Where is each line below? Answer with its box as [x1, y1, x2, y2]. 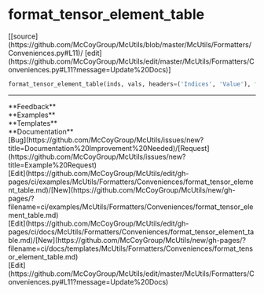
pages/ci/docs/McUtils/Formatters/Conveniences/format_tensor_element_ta [8, 226, 255, 237]
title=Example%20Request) [8, 160, 97, 170]
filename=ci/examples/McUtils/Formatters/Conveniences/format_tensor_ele [8, 202, 254, 211]
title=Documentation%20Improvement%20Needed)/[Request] [8, 143, 210, 153]
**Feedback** [8, 101, 57, 111]
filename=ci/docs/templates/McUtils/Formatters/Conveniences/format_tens [8, 244, 254, 253]
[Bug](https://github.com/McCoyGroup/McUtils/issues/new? [8, 135, 204, 145]
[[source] [8, 31, 38, 41]
